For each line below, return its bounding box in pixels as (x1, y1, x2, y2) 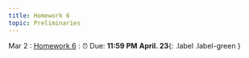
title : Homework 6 (8, 11, 70, 20)
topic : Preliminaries (8, 19, 81, 27)
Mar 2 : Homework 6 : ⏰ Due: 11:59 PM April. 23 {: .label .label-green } (8, 41, 242, 50)
